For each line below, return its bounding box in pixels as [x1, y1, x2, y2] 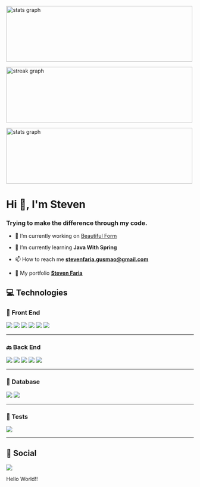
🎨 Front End [6, 308, 40, 316]
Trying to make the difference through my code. [6, 219, 148, 227]
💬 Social [6, 448, 37, 458]
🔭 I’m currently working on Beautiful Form [14, 232, 117, 240]
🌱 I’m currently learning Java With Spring [14, 244, 117, 251]
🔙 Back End [6, 343, 41, 351]
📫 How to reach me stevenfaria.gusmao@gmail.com [14, 256, 149, 263]
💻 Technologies [6, 287, 68, 297]
